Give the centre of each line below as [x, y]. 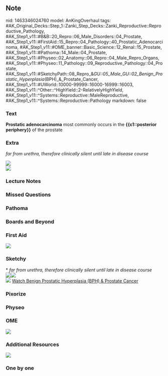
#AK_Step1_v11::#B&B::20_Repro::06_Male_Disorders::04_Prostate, [74, 36]
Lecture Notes [23, 181]
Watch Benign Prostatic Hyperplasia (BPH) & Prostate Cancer [75, 280]
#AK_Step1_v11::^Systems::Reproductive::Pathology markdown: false [76, 101]
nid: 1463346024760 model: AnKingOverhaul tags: [58, 20]
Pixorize [16, 294]
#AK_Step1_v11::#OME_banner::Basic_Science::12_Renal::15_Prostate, [91, 47]
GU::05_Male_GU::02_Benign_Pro [128, 74]
